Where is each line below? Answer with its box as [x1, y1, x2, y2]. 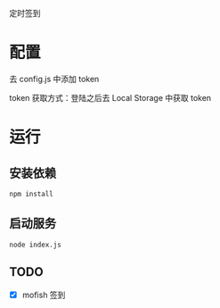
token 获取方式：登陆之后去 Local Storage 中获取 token [9, 92, 212, 103]
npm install [9, 189, 53, 198]
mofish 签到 [21, 289, 66, 300]
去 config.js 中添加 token [9, 73, 100, 84]
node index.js [9, 240, 62, 249]
